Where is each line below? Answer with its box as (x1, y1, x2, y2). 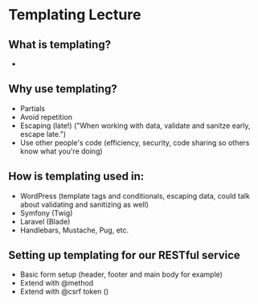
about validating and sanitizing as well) (19, 199, 149, 209)
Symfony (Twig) (19, 207, 73, 218)
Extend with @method (19, 278, 94, 288)
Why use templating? (8, 82, 118, 96)
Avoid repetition (19, 112, 72, 121)
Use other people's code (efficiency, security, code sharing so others (19, 138, 250, 147)
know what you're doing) (19, 146, 103, 156)
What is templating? (8, 38, 111, 51)
